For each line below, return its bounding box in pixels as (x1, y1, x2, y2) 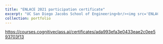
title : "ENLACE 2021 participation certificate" (5, 7, 105, 12)
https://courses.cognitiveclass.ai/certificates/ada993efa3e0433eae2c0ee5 (5, 29, 156, 35)
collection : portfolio (5, 16, 51, 21)
